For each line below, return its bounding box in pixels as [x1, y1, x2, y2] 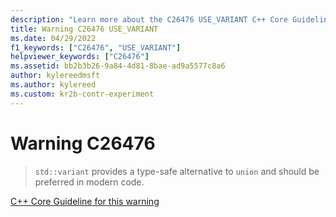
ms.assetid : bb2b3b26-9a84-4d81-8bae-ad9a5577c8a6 [10, 61, 226, 71]
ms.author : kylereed [10, 80, 97, 90]
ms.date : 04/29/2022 [10, 33, 97, 43]
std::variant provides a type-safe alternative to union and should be [34, 165, 320, 177]
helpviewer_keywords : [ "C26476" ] [10, 52, 150, 62]
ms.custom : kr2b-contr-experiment [10, 89, 155, 99]
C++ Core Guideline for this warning [10, 195, 160, 207]
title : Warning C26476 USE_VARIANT [10, 24, 159, 34]
